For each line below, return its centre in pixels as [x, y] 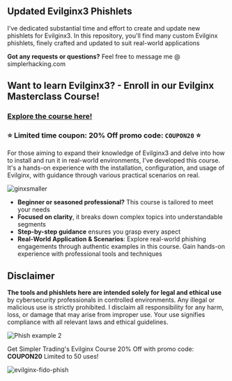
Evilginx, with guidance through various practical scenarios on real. [103, 175]
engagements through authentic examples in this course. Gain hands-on [121, 247]
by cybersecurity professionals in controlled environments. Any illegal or [111, 300]
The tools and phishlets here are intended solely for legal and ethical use [114, 293]
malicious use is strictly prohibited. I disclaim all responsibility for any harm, [116, 307]
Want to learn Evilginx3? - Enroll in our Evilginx [111, 86]
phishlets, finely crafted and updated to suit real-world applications [103, 43]
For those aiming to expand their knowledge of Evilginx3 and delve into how [116, 153]
